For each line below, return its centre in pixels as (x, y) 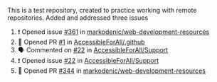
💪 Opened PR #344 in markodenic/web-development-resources (112, 71)
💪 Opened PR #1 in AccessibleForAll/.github (81, 42)
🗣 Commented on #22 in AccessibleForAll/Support (93, 50)
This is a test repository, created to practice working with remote (102, 10)
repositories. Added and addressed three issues (78, 18)
